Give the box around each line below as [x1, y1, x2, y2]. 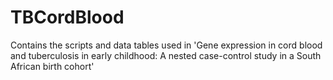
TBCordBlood [10, 6, 125, 29]
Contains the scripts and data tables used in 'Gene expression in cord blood [10, 39, 323, 51]
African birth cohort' [10, 60, 95, 72]
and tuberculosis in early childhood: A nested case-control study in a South [10, 49, 322, 61]
